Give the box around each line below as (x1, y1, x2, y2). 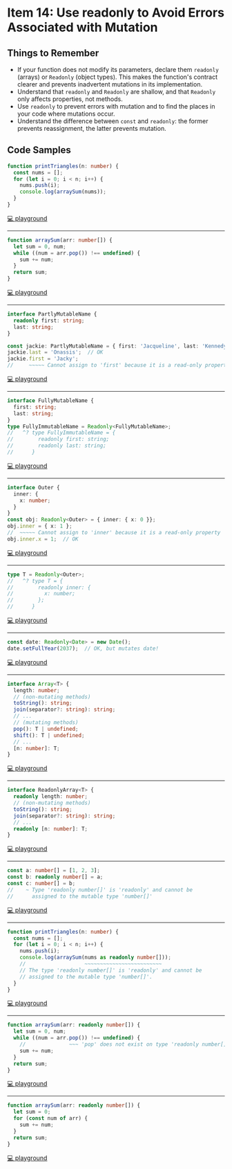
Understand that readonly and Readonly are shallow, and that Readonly (17, 88, 216, 96)
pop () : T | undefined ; (13, 725, 79, 732)
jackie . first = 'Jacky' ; (7, 355, 79, 363)
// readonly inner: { (7, 583, 91, 591)
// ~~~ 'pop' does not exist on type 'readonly (19, 1041, 199, 1048)
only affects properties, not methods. (17, 95, 123, 103)
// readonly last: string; (7, 442, 107, 449)
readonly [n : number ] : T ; (13, 825, 88, 832)
